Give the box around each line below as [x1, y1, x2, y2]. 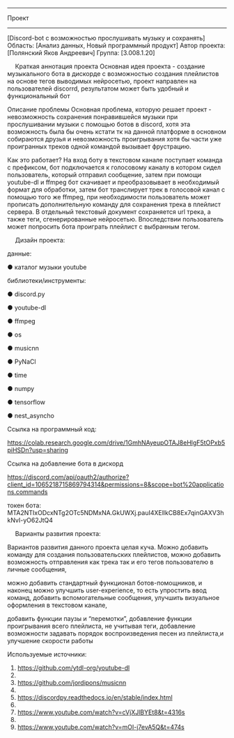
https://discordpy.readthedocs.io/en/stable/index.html [17, 693, 173, 701]
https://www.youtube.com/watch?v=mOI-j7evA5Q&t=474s [17, 723, 185, 731]
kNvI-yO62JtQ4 [7, 516, 54, 524]
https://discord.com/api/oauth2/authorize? [7, 473, 130, 481]
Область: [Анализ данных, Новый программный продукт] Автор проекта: [7, 41, 226, 49]
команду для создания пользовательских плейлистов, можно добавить [7, 551, 221, 558]
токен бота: [7, 501, 42, 509]
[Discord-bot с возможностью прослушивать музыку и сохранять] [7, 34, 205, 42]
